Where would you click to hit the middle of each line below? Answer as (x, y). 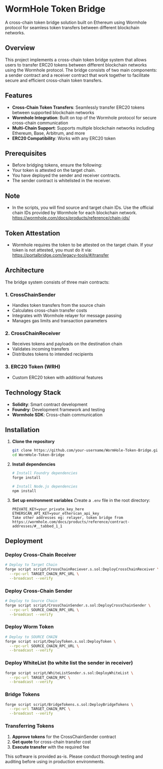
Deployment (24, 541)
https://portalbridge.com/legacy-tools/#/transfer (60, 255)
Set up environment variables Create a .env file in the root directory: (81, 500)
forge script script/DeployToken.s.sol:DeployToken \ (61, 641)
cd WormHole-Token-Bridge (38, 455)
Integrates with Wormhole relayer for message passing (67, 316)
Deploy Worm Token (30, 627)
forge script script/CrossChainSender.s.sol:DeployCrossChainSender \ (78, 605)
